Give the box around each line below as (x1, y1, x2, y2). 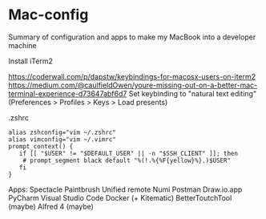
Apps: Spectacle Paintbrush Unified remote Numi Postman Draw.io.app (8, 185, 243, 194)
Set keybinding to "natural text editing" (128, 88, 257, 98)
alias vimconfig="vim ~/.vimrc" (8, 135, 116, 144)
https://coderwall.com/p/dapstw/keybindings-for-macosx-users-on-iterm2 (8, 71, 256, 81)
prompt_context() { (8, 142, 74, 150)
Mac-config (8, 6, 89, 24)
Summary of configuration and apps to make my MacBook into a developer (8, 32, 256, 42)
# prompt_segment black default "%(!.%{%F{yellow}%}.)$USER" (22, 156, 231, 164)
